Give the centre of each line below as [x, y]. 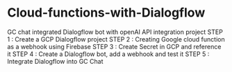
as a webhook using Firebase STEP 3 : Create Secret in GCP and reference [114, 46]
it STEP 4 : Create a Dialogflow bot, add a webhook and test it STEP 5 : [108, 54]
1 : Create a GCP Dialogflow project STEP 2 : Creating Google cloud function [116, 39]
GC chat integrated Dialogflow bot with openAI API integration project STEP [115, 32]
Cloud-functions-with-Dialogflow [106, 13]
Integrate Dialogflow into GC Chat [55, 61]
